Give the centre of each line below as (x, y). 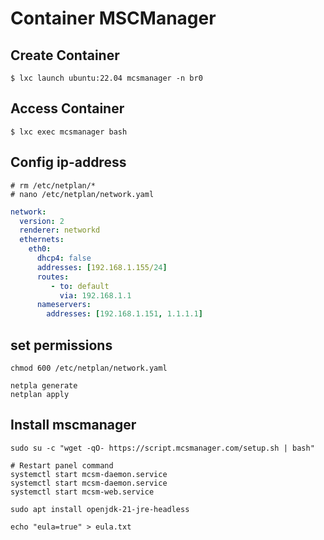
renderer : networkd (60, 230)
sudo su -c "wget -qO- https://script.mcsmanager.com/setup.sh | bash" (162, 448)
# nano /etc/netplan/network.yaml (82, 194)
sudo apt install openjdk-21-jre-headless (100, 509)
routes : (53, 277)
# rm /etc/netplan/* (53, 185)
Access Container (67, 108)
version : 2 (42, 221)
